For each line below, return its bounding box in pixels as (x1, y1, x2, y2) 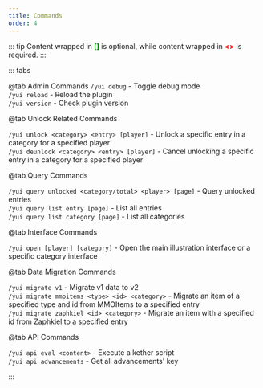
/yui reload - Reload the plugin (8, 89, 113, 99)
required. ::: (8, 50, 47, 59)
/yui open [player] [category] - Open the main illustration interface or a (8, 243, 251, 252)
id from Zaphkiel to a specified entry (8, 317, 128, 326)
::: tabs (8, 65, 31, 75)
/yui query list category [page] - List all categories (8, 211, 185, 221)
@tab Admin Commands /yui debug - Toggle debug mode (8, 81, 200, 91)
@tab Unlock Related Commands (8, 113, 118, 123)
